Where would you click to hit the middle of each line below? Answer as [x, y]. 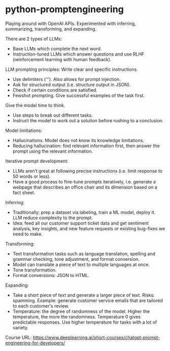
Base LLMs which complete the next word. [57, 48]
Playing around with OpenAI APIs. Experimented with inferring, [71, 23]
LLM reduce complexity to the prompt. [53, 218]
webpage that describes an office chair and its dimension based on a [85, 187]
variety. [21, 328]
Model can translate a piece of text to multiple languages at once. [81, 264]
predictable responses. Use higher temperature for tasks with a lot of [85, 322]
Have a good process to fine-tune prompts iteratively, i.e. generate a [84, 181]
